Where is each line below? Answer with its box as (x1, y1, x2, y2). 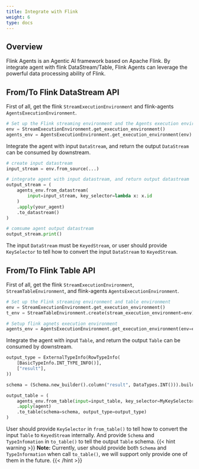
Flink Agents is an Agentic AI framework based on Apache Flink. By (6, 58, 171, 65)
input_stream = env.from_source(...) (6, 165, 99, 172)
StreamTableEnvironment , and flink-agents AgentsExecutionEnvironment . (6, 287, 179, 294)
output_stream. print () (6, 231, 62, 237)
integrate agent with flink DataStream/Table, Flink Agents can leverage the (6, 63, 188, 71)
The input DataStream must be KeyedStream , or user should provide (6, 242, 168, 249)
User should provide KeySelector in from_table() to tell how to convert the (6, 425, 188, 433)
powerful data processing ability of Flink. (6, 70, 106, 77)
